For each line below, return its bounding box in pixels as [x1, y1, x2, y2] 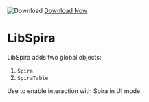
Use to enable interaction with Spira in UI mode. [7, 86, 142, 95]
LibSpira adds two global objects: [7, 53, 102, 61]
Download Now [44, 7, 88, 14]
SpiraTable [16, 75, 49, 81]
